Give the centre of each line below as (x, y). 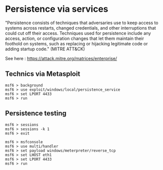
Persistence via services (57, 9)
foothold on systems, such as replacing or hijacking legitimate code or (77, 43)
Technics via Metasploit (43, 74)
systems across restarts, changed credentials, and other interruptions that (81, 28)
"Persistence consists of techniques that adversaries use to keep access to (82, 23)
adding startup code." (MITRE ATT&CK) (45, 49)
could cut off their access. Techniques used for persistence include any (78, 33)
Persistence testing (36, 114)
